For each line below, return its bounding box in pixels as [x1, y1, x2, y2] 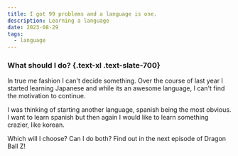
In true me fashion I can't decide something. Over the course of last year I [7, 76, 224, 85]
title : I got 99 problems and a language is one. [7, 10, 158, 18]
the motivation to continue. [7, 92, 86, 100]
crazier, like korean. [7, 120, 65, 129]
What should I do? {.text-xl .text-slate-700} [7, 61, 161, 71]
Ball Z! [7, 142, 26, 150]
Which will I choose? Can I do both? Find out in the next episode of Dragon [7, 135, 226, 143]
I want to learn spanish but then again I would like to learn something [7, 113, 209, 122]
